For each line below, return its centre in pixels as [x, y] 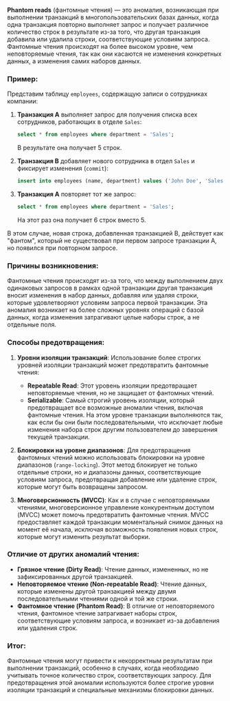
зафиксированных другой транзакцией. [75, 576]
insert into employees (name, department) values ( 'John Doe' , [110, 181]
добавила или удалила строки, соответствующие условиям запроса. [108, 39]
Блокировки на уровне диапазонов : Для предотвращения [104, 450]
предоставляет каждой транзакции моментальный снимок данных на [120, 522]
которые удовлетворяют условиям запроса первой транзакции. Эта [107, 303]
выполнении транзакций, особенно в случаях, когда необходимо [103, 668]
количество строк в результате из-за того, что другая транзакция [104, 32]
